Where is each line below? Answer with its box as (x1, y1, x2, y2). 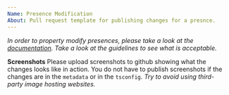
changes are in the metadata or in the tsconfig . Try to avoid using (7, 72, 197, 81)
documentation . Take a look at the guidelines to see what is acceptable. (7, 44, 217, 52)
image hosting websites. (24, 80, 96, 88)
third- (198, 72, 215, 81)
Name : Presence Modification (7, 10, 93, 18)
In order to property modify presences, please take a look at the (7, 36, 194, 44)
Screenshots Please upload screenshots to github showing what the (7, 57, 206, 65)
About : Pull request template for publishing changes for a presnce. (7, 17, 216, 24)
